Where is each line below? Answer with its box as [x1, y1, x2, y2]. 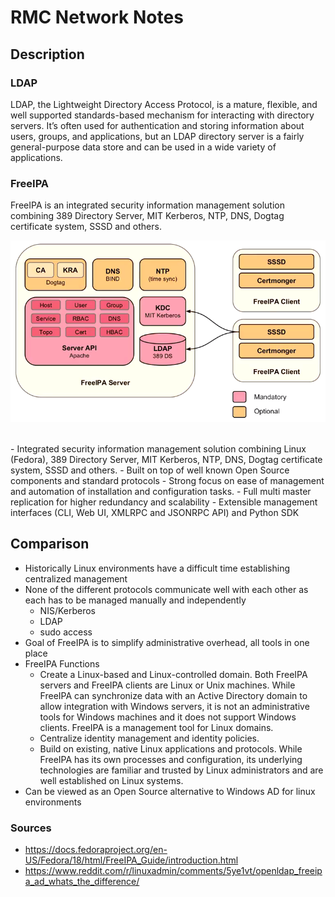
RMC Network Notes [10, 6, 184, 29]
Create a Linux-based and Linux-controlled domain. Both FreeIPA [39, 668, 308, 680]
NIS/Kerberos [39, 604, 96, 616]
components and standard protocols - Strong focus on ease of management [10, 475, 325, 487]
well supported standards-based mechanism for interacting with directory [10, 109, 315, 121]
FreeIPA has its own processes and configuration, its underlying [39, 753, 303, 765]
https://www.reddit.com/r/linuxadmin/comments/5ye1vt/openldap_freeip [24, 865, 323, 877]
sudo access [39, 626, 93, 638]
